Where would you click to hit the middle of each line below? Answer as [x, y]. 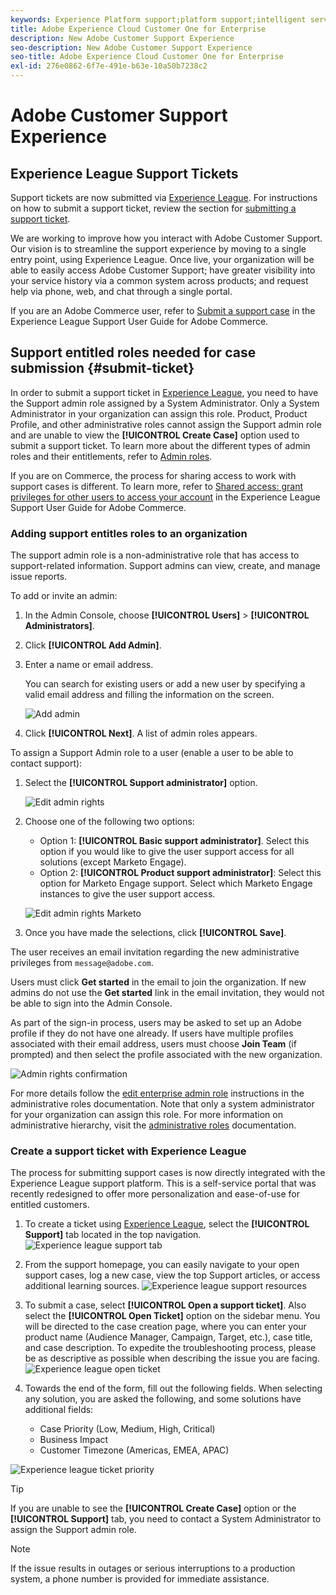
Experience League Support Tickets [124, 173]
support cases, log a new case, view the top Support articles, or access [172, 1275]
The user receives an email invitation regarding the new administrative [155, 952]
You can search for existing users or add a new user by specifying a [165, 684]
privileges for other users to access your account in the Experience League [165, 497]
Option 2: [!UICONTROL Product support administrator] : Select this [180, 873]
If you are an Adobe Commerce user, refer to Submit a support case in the [163, 310]
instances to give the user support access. [127, 894]
